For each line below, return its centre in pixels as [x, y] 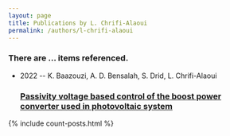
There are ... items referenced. [68, 58]
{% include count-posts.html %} [61, 123]
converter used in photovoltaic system [96, 106]
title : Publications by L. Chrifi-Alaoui [78, 23]
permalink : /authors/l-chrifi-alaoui [71, 30]
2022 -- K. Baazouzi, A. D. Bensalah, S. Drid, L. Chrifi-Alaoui [118, 76]
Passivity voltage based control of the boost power [120, 96]
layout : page [30, 16]
